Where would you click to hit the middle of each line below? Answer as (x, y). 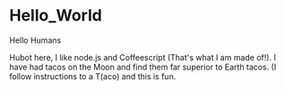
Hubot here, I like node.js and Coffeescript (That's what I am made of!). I (142, 57)
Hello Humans (35, 40)
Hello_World (56, 16)
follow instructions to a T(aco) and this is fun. (93, 76)
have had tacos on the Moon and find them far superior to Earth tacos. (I (143, 67)
